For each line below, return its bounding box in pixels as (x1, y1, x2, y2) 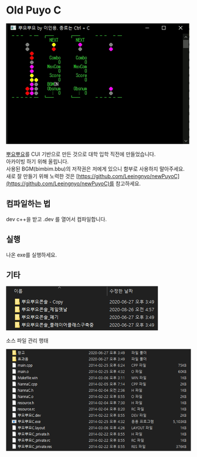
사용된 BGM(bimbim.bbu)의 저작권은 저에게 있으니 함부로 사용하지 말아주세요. (6, 165, 185, 172)
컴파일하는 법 (6, 199, 51, 209)
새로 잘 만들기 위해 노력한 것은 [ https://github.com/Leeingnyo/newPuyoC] (6, 172, 180, 179)
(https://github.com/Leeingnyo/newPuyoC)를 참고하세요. (6, 180, 141, 187)
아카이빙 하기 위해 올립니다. (6, 158, 69, 165)
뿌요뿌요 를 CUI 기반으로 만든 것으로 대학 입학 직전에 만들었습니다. (6, 151, 156, 158)
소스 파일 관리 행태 (6, 337, 49, 344)
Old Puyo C (6, 4, 62, 17)
